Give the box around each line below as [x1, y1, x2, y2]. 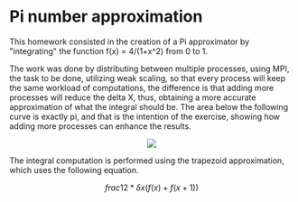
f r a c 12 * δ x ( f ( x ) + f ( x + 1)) [105, 182, 199, 193]
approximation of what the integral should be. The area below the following [9, 101, 289, 112]
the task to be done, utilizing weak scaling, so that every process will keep [9, 72, 286, 83]
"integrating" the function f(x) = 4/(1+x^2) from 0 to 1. [9, 45, 208, 56]
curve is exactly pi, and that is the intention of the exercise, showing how [9, 111, 281, 122]
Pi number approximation [9, 6, 203, 27]
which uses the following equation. [9, 164, 139, 175]
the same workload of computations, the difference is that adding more [9, 82, 275, 93]
